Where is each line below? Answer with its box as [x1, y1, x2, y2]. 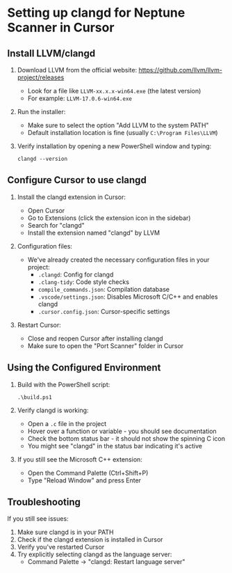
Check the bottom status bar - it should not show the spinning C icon [27, 434, 226, 443]
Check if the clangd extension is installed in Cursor [17, 535, 163, 544]
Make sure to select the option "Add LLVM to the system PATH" [27, 121, 210, 129]
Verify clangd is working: [17, 406, 89, 414]
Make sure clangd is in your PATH [17, 528, 114, 537]
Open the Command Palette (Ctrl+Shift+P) [27, 469, 149, 477]
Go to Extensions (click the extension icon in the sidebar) [27, 214, 191, 222]
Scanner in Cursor [7, 19, 115, 36]
